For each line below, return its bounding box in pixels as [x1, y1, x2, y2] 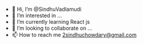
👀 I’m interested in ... [11, 12, 62, 19]
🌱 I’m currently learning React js [11, 18, 90, 25]
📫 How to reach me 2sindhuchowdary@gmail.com [11, 32, 137, 38]
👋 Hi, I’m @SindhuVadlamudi [11, 6, 82, 12]
